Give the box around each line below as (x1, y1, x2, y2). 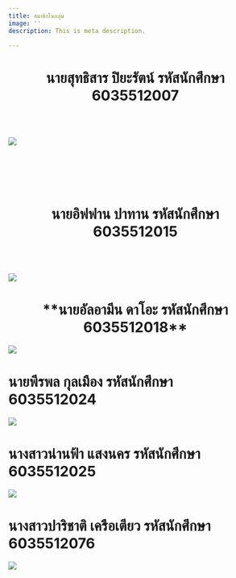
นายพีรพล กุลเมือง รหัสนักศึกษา (8, 372, 173, 391)
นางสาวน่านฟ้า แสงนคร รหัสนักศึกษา (8, 445, 201, 464)
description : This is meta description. (8, 27, 147, 35)
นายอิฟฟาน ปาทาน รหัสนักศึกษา (51, 205, 220, 222)
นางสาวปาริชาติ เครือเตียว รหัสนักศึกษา (8, 517, 211, 535)
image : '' (8, 19, 42, 27)
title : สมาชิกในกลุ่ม (8, 11, 64, 20)
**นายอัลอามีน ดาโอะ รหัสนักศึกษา (42, 301, 229, 319)
